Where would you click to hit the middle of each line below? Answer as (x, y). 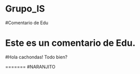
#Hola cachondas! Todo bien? (36, 57)
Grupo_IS (25, 9)
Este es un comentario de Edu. (70, 43)
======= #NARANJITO (30, 66)
